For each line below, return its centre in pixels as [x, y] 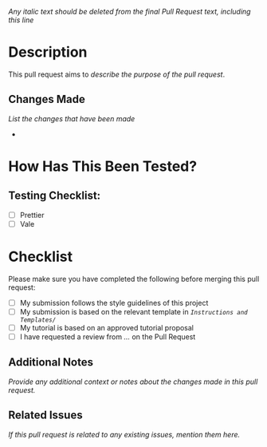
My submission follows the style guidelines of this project [114, 303]
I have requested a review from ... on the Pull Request [108, 337]
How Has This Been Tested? [103, 166]
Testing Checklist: [55, 196]
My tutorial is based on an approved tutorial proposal [106, 327]
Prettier [32, 215]
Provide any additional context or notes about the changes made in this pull [133, 382]
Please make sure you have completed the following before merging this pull [134, 279]
